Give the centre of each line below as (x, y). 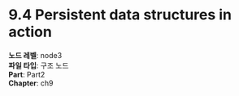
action (30, 32)
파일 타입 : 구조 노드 (39, 65)
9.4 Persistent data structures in (120, 15)
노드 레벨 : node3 (35, 55)
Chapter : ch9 (31, 83)
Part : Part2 (27, 74)
